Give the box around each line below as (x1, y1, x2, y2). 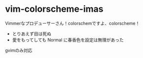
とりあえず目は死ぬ (12, 30, 52, 36)
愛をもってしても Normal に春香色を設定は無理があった (12, 37, 124, 43)
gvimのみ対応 (5, 47, 33, 53)
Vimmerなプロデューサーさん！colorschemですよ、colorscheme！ (5, 20, 140, 26)
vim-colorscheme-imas (5, 3, 104, 15)
